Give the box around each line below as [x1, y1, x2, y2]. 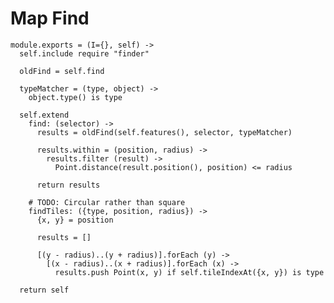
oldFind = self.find [19, 66, 105, 76]
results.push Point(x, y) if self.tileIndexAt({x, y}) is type [54, 267, 325, 277]
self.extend [19, 110, 70, 120]
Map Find [10, 7, 90, 30]
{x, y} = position [36, 215, 114, 225]
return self [19, 285, 70, 295]
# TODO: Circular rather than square [28, 197, 186, 207]
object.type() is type [28, 92, 123, 102]
